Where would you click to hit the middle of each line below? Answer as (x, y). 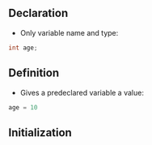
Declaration (38, 13)
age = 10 (23, 107)
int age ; (23, 48)
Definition (34, 73)
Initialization (40, 132)
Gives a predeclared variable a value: (82, 92)
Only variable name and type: (69, 32)
